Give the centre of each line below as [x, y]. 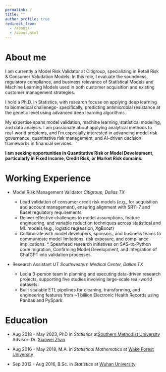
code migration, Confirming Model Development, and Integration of [88, 249]
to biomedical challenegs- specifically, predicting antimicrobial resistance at [83, 107]
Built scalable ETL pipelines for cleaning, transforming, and [80, 289]
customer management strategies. [40, 92]
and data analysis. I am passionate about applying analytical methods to [79, 127]
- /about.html [24, 33]
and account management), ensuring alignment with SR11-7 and [85, 207]
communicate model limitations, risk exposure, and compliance [84, 239]
